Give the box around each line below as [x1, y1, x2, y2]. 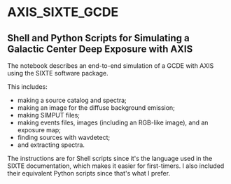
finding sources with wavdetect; [17, 134, 111, 141]
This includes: [7, 83, 48, 91]
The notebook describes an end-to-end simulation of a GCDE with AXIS [7, 62, 214, 70]
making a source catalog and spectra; [17, 96, 127, 104]
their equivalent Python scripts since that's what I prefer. [7, 169, 170, 177]
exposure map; [17, 126, 61, 134]
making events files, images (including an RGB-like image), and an [17, 118, 209, 127]
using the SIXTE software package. [7, 69, 108, 77]
